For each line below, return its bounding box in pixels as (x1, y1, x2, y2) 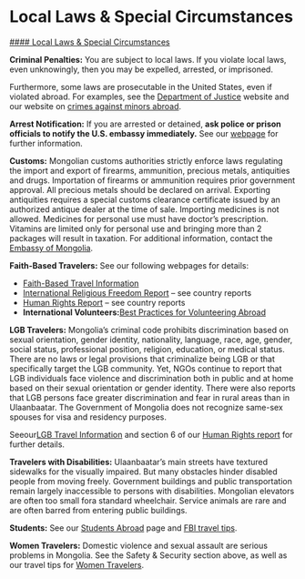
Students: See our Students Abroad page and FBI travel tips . (9, 522, 238, 533)
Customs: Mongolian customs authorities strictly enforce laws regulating (9, 155, 284, 166)
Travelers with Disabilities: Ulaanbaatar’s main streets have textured (9, 456, 269, 467)
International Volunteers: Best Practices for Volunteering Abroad (22, 307, 267, 318)
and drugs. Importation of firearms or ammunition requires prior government (9, 175, 296, 186)
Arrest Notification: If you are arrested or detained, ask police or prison (9, 118, 282, 129)
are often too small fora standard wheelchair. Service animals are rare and (9, 494, 287, 506)
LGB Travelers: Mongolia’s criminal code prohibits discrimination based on (9, 324, 290, 335)
